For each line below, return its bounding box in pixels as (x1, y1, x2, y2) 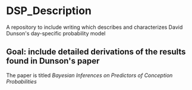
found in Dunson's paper (6, 56, 100, 66)
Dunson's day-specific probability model (6, 29, 106, 36)
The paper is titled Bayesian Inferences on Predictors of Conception (6, 72, 173, 79)
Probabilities (6, 78, 37, 85)
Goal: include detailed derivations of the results (6, 47, 186, 57)
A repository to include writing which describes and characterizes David (6, 24, 183, 31)
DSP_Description (6, 4, 92, 18)
